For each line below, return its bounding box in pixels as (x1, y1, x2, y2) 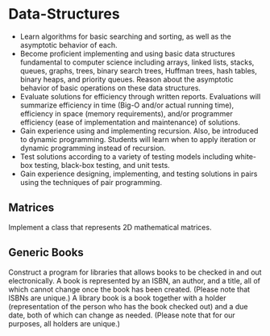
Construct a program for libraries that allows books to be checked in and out (8, 267, 262, 277)
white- (235, 151, 256, 162)
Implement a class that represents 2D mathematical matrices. (8, 222, 212, 232)
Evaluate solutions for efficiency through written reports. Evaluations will (19, 91, 261, 101)
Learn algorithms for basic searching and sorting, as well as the (19, 31, 231, 41)
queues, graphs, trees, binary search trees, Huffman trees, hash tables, (19, 65, 258, 75)
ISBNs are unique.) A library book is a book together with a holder (8, 292, 226, 303)
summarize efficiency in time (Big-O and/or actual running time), (19, 100, 235, 110)
